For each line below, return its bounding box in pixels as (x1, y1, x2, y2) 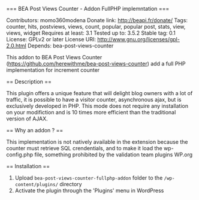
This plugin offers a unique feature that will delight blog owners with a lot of (6, 90, 193, 96)
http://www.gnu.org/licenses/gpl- (97, 36, 180, 43)
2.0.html (6, 42, 27, 49)
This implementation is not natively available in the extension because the (6, 138, 188, 146)
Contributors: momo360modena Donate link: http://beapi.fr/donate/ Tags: (6, 17, 188, 23)
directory (59, 181, 82, 187)
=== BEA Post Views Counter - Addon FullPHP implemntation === (6, 5, 170, 12)
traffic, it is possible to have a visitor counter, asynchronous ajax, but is (6, 96, 182, 103)
